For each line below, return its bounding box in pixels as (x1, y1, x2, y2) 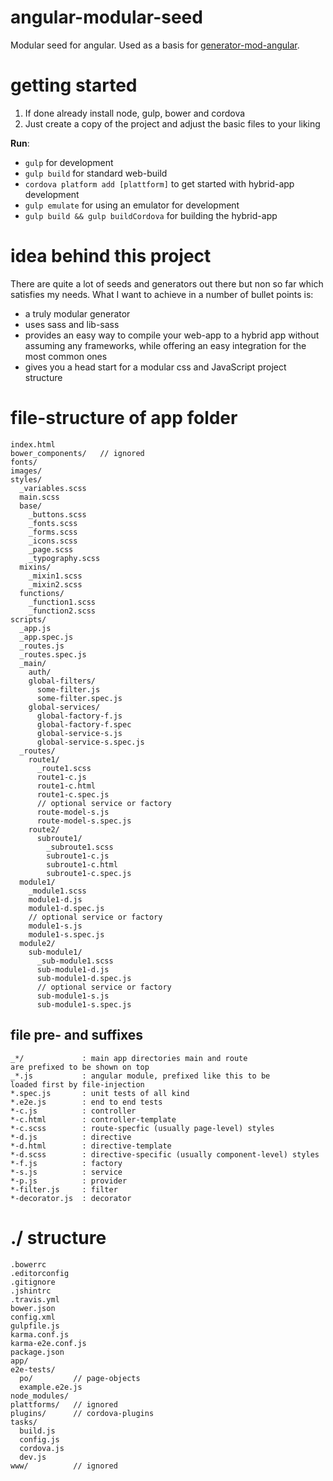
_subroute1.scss (46, 842, 114, 852)
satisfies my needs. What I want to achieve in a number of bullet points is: (10, 288, 314, 300)
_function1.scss (28, 597, 97, 607)
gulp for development (24, 156, 114, 168)
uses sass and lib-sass (24, 318, 120, 330)
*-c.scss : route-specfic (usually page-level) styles (10, 1123, 275, 1133)
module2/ (19, 938, 56, 948)
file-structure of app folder (10, 407, 238, 429)
